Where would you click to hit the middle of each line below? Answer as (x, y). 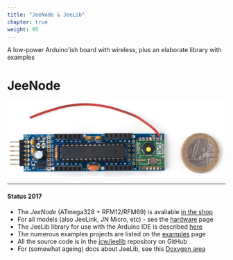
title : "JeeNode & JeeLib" (46, 15)
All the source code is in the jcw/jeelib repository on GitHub (102, 241)
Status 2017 (25, 196)
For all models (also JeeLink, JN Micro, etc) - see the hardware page (115, 219)
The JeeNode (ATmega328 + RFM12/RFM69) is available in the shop (115, 211)
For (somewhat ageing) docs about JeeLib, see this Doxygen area (111, 249)
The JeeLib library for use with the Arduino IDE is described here (110, 227)
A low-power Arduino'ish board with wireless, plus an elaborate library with (114, 50)
